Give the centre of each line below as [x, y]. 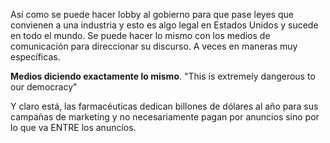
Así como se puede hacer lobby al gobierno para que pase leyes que [152, 14]
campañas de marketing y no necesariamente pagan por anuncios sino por [165, 117]
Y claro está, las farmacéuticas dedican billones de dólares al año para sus [164, 106]
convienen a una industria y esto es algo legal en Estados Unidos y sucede [164, 25]
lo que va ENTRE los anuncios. [73, 127]
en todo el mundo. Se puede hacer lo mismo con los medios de [140, 35]
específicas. [35, 57]
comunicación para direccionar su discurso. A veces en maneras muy [154, 46]
